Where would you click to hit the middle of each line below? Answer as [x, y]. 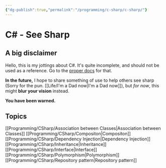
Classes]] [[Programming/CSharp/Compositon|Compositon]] [68, 134]
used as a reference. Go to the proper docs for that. [59, 70]
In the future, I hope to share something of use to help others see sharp [80, 80]
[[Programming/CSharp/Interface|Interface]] [51, 150]
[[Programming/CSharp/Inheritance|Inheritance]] [56, 144]
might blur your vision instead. [37, 91]
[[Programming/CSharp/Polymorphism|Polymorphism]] [62, 155]
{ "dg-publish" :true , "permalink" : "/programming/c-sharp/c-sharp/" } [76, 10]
